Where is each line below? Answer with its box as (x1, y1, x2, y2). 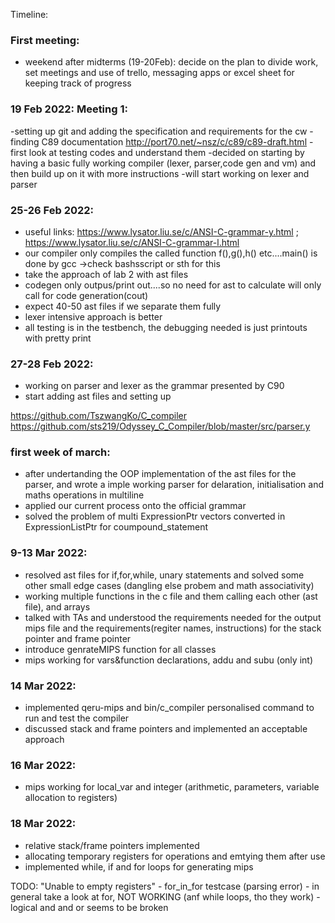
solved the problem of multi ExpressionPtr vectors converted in (24, 510, 286, 523)
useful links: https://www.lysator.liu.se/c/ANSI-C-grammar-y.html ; (24, 225, 299, 238)
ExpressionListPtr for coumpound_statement (24, 521, 209, 533)
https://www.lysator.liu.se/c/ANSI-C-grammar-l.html (24, 236, 240, 248)
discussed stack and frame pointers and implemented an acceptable (24, 723, 308, 735)
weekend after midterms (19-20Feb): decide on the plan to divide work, (24, 56, 319, 68)
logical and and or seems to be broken (10, 901, 169, 913)
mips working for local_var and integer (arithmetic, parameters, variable (24, 781, 320, 793)
